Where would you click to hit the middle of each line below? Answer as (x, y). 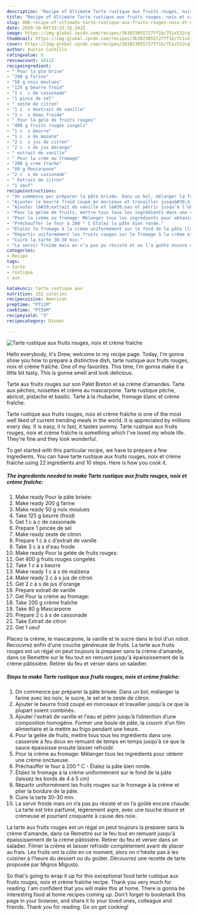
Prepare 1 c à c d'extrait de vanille (56, 540)
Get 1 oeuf (27, 627)
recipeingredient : (29, 66)
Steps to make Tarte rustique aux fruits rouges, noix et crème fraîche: (93, 677)
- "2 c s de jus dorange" (39, 147)
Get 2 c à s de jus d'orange (48, 584)
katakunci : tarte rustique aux (45, 288)
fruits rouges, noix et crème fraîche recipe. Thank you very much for (89, 882)
